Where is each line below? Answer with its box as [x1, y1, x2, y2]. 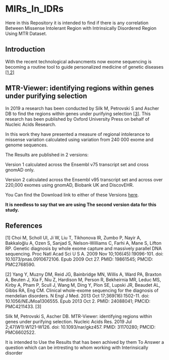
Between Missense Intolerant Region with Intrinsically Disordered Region [5, 25, 157, 31]
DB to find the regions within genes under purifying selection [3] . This [5, 111, 151, 117]
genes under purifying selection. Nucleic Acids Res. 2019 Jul [5, 319, 132, 325]
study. [5, 207, 19, 213]
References [5, 221, 43, 230]
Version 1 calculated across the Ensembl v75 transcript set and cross [5, 161, 149, 167]
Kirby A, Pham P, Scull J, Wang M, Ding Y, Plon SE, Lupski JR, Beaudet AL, [5, 282, 160, 288]
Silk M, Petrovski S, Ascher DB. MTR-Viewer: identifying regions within [5, 314, 153, 320]
